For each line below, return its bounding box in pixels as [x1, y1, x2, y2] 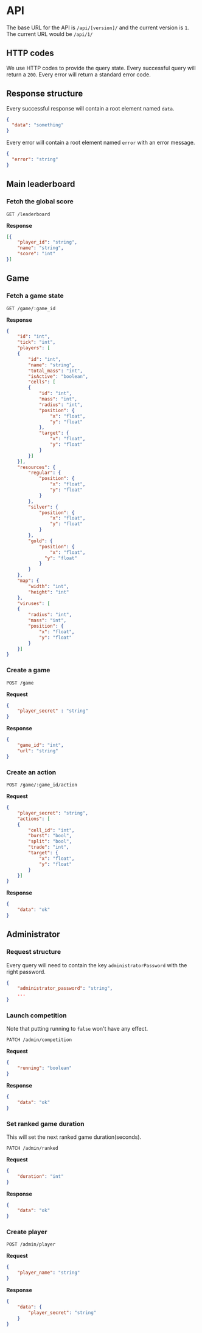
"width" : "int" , [28, 583, 69, 589]
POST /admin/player [6, 1241, 56, 1248]
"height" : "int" [28, 589, 69, 595]
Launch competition [6, 1011, 67, 1020]
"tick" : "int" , [17, 340, 56, 346]
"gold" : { [28, 538, 53, 544]
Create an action [6, 768, 57, 776]
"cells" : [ [28, 379, 56, 385]
